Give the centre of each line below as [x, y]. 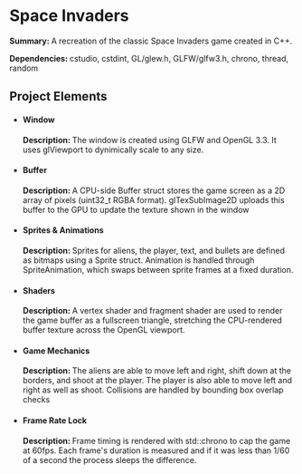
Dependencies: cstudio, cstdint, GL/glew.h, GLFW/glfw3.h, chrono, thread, [149, 58]
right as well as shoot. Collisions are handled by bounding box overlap [153, 390]
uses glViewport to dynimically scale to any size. [113, 150]
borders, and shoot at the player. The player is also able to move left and [157, 381]
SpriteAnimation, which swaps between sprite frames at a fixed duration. [158, 269]
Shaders [39, 290]
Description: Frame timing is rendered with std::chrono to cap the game [156, 440]
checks [36, 400]
